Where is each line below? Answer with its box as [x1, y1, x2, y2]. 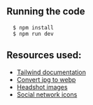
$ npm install [13, 24, 54, 31]
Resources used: [6, 49, 82, 62]
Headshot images [16, 83, 68, 91]
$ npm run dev [13, 30, 54, 37]
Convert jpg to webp [16, 75, 76, 83]
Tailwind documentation [16, 68, 87, 76]
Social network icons [16, 90, 78, 99]
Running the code [6, 6, 85, 17]
